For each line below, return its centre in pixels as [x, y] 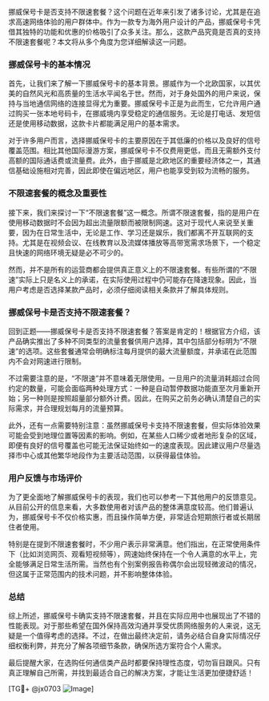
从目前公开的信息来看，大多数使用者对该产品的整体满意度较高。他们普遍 [127, 507]
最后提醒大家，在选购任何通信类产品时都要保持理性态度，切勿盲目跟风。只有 [134, 663]
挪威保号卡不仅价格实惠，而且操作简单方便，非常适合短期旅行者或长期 [138, 517]
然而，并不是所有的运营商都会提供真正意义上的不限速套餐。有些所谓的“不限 [133, 269]
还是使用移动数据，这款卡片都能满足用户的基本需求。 [96, 123]
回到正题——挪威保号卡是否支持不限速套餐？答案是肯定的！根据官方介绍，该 [134, 331]
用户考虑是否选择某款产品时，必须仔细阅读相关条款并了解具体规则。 [120, 289]
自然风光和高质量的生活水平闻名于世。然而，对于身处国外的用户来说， [138, 94]
